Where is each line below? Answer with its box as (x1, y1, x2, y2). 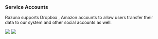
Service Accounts (5, 4, 49, 10)
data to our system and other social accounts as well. (5, 19, 112, 25)
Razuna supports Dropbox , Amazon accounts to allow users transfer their (5, 15, 153, 20)
